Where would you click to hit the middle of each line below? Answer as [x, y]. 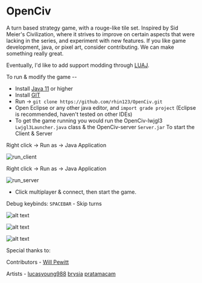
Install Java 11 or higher [44, 88]
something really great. [35, 53]
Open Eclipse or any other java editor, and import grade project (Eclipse [105, 107]
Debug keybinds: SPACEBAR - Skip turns [54, 203]
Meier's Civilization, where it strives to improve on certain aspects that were [100, 34]
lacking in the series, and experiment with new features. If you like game [96, 40]
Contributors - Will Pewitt [38, 262]
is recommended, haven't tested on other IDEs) [74, 114]
